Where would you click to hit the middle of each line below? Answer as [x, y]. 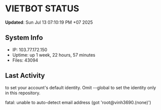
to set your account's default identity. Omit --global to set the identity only [81, 87]
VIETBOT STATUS [42, 9]
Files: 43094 [25, 60]
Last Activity [25, 76]
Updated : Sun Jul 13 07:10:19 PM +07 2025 [49, 22]
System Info [24, 38]
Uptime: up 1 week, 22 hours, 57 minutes [54, 55]
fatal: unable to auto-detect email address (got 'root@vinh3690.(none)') [78, 102]
